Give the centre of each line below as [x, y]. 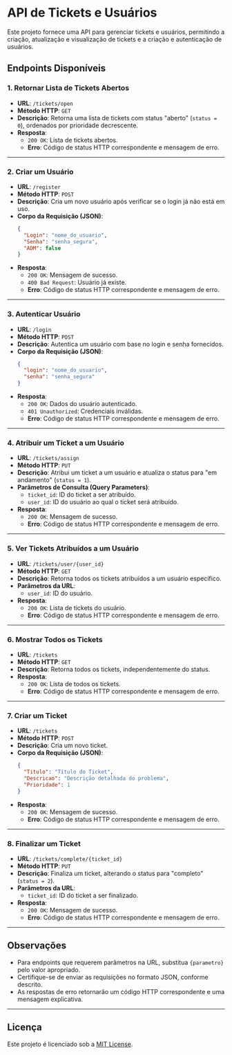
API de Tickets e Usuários [82, 13]
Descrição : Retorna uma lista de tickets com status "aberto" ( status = [117, 118]
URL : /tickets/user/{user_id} [60, 563]
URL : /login [34, 329]
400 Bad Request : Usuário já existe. [77, 282]
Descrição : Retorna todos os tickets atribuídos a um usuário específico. [119, 578]
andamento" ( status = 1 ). [54, 480]
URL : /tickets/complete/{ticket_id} [70, 859]
